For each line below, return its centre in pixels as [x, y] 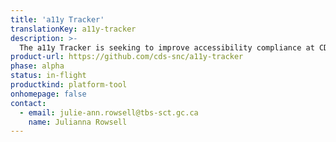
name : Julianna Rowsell [78, 122]
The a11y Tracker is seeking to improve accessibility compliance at [167, 47]
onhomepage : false [48, 94]
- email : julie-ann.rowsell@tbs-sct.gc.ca [109, 112]
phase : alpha [37, 66]
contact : [28, 103]
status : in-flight [48, 76]
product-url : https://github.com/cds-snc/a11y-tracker [127, 57]
